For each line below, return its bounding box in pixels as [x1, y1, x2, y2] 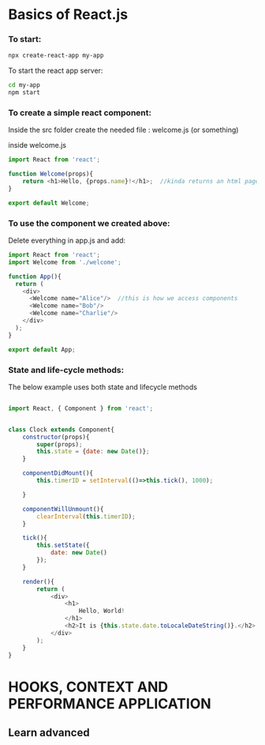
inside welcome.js [8, 141, 67, 150]
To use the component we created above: [8, 217, 170, 228]
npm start [8, 88, 41, 96]
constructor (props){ [22, 433, 90, 441]
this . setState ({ [36, 541, 90, 550]
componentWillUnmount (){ [22, 505, 104, 513]
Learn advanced [8, 725, 90, 739]
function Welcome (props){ [8, 170, 93, 179]
